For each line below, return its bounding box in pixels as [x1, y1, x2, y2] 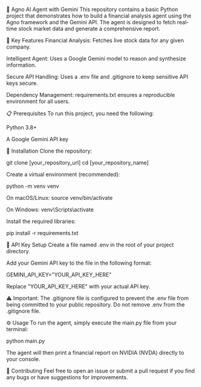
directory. [6, 248, 30, 254]
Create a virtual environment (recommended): [6, 171, 121, 178]
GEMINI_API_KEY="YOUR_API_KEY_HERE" [6, 271, 112, 278]
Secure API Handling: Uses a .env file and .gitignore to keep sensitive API [6, 73, 188, 80]
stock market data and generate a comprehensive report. [18, 25, 161, 32]
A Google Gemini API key [6, 136, 69, 142]
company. [6, 43, 31, 50]
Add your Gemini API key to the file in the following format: [6, 259, 152, 266]
